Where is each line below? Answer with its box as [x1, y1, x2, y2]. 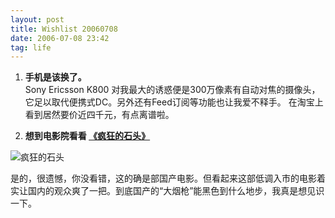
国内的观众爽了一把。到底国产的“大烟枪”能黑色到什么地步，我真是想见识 [27, 185, 325, 197]
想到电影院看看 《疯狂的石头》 [24, 130, 151, 142]
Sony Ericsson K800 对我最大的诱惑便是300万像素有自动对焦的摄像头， [24, 84, 321, 96]
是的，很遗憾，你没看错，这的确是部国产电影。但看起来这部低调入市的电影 [10, 172, 317, 185]
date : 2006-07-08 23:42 [10, 33, 110, 43]
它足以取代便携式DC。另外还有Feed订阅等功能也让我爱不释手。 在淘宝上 [24, 96, 324, 108]
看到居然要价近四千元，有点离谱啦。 [24, 109, 175, 121]
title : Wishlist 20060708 [10, 24, 118, 34]
